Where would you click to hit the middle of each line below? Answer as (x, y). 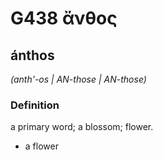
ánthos (32, 55)
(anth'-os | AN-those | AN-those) (78, 79)
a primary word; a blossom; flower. (82, 127)
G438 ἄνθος (64, 18)
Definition (35, 105)
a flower (41, 146)
